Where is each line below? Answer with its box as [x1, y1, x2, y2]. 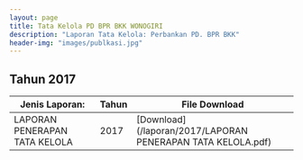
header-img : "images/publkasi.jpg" [9, 38, 143, 48]
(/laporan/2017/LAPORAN [136, 125, 248, 138]
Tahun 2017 [9, 71, 77, 86]
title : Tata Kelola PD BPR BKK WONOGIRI [9, 22, 164, 31]
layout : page [9, 13, 59, 22]
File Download [181, 98, 244, 111]
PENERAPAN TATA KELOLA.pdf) [136, 136, 272, 148]
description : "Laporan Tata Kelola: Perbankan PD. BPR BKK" [9, 30, 241, 39]
